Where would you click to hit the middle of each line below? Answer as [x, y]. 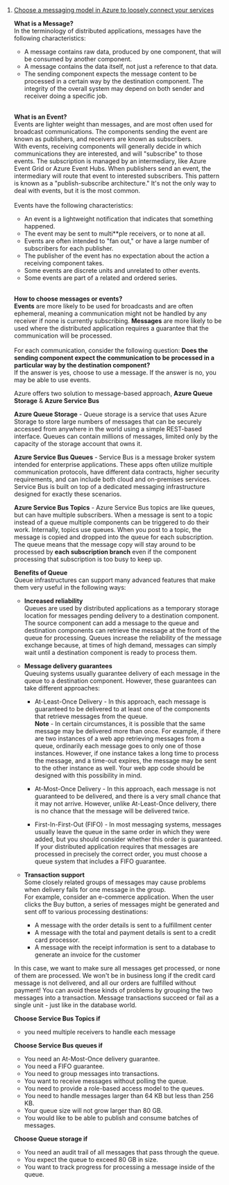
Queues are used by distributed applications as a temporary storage [121, 608]
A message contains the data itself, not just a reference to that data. [121, 66]
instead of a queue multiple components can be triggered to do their [111, 522]
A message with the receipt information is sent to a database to [125, 947]
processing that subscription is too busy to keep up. [88, 559]
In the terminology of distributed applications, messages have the [108, 31]
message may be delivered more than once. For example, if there [127, 731]
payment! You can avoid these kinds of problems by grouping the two [113, 990]
